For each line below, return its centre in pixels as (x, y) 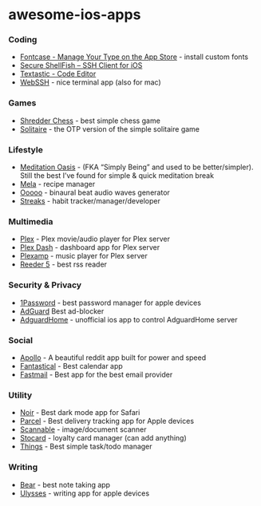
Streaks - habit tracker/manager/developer (90, 201)
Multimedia (31, 221)
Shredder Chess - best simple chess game (90, 121)
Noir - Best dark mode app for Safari (80, 413)
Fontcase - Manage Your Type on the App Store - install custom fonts (134, 57)
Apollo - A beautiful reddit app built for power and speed (113, 358)
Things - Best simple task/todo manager (86, 447)
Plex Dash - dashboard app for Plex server (90, 247)
